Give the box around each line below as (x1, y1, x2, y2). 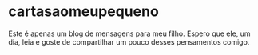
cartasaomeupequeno (8, 2, 160, 21)
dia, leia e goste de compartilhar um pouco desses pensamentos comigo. (8, 37, 250, 46)
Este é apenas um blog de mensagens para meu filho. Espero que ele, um (8, 29, 251, 38)
